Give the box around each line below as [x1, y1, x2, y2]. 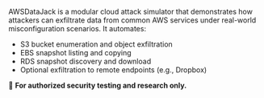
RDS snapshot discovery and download [19, 56, 152, 66]
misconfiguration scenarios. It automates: [8, 24, 147, 33]
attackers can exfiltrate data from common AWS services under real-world [8, 15, 257, 25]
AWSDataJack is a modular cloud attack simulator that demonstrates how [8, 7, 253, 16]
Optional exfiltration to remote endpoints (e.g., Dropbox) [19, 65, 207, 75]
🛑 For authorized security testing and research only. [8, 80, 187, 90]
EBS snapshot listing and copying [19, 48, 132, 57]
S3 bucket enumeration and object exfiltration [19, 39, 174, 49]
